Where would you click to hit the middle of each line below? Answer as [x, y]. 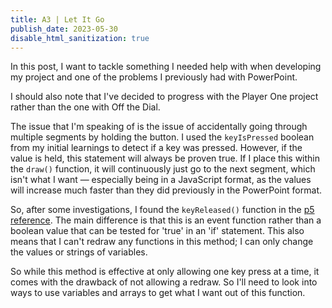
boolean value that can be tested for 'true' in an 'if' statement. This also [157, 231]
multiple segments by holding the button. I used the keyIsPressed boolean [162, 137]
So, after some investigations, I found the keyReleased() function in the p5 [162, 210]
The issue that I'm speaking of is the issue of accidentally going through [159, 127]
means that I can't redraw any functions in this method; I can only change [162, 242]
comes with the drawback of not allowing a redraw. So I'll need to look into [164, 282]
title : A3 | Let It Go [57, 19]
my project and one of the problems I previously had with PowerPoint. [154, 77]
